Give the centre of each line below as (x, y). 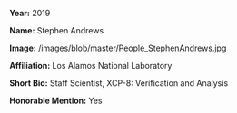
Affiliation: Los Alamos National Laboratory (91, 66)
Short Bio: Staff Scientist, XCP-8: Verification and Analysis (119, 83)
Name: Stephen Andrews (57, 30)
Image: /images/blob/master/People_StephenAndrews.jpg (118, 48)
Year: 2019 (30, 13)
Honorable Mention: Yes (56, 100)
